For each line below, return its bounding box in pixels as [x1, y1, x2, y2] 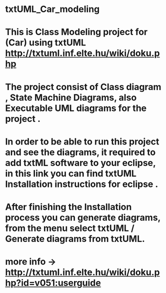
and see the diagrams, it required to [5, 146, 156, 158]
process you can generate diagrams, [5, 211, 161, 223]
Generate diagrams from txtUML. [5, 233, 145, 244]
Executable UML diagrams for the [5, 102, 147, 113]
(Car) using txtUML [5, 37, 86, 48]
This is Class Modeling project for [5, 26, 148, 38]
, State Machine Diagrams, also [5, 91, 137, 103]
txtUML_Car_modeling [5, 3, 100, 15]
